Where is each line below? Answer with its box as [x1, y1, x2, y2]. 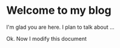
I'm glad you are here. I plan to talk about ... [6, 23, 115, 31]
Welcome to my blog [6, 4, 112, 17]
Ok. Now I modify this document [6, 35, 87, 42]
